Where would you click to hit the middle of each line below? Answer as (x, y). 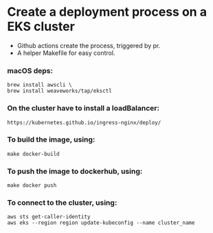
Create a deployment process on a (107, 12)
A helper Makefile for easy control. (66, 53)
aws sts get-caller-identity (49, 217)
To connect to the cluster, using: (62, 203)
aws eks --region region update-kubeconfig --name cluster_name (101, 223)
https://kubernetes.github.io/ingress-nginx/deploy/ (84, 122)
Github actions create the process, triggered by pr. (89, 45)
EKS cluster (41, 26)
